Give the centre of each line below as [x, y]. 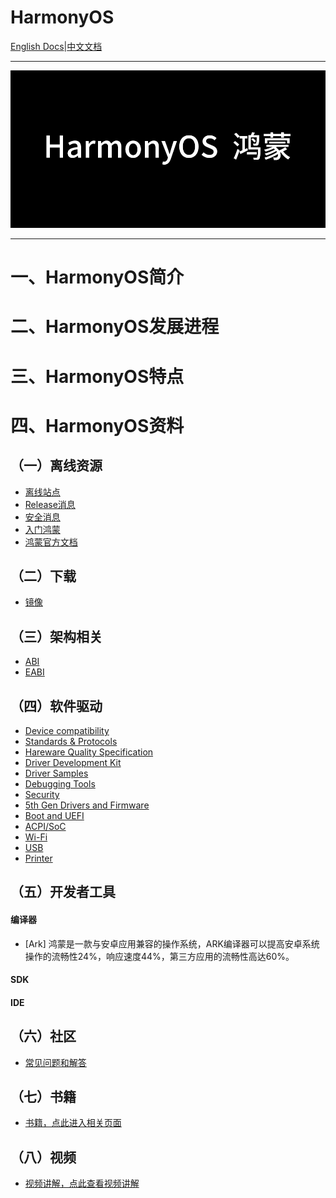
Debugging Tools [60, 783]
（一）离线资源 [56, 466]
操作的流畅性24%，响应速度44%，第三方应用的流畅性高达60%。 [159, 956]
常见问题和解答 [55, 1062]
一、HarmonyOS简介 [97, 277]
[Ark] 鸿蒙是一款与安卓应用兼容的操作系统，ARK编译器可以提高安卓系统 [172, 943]
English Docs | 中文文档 [56, 46]
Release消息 [50, 504]
